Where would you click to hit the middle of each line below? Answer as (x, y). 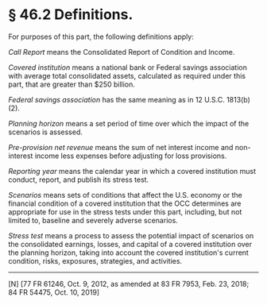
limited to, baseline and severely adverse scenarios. (93, 220)
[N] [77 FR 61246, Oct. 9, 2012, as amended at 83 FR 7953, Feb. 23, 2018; (129, 284)
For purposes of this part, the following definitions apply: (101, 37)
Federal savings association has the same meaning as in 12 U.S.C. (116, 99)
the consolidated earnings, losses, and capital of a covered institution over (130, 244)
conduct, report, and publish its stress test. (79, 180)
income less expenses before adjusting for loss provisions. (131, 156)
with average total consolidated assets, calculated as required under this (127, 75)
